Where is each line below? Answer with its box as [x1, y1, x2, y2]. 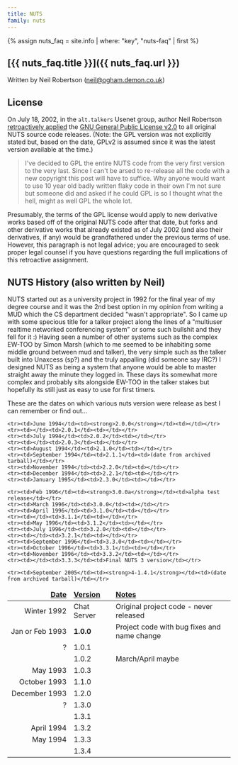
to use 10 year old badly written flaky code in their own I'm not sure [24, 182, 222, 190]
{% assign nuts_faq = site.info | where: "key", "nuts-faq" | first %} [7, 36, 199, 45]
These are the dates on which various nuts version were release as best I [7, 398, 221, 408]
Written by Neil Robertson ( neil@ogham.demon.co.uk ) [7, 76, 165, 84]
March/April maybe [115, 654, 179, 664]
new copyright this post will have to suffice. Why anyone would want [24, 174, 225, 183]
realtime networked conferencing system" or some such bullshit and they [7, 325, 222, 333]
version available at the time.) [7, 145, 93, 154]
